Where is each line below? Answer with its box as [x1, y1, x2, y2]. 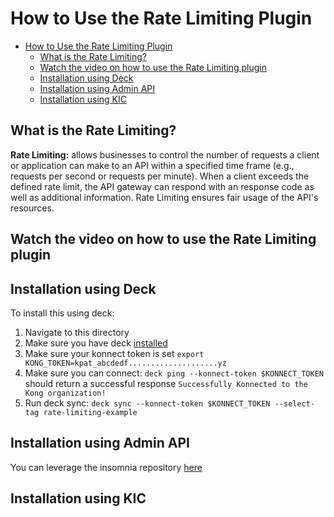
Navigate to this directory [24, 326, 130, 338]
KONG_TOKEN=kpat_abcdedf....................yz [24, 358, 227, 368]
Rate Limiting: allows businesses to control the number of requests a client [10, 148, 320, 161]
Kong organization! [24, 388, 107, 398]
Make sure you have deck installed [24, 337, 168, 349]
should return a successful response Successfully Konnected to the [24, 377, 308, 389]
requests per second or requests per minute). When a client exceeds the [10, 170, 310, 182]
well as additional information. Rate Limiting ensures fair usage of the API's [10, 191, 319, 203]
